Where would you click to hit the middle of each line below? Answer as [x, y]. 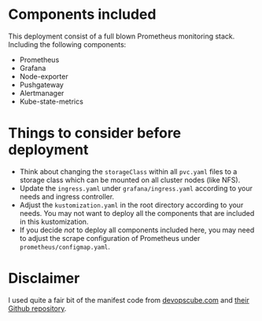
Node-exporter [44, 76]
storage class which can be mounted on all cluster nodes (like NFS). [130, 180]
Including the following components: [67, 44]
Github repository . [37, 308]
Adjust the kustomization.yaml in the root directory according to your [131, 205]
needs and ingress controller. [67, 196]
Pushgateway [42, 85]
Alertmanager [42, 93]
